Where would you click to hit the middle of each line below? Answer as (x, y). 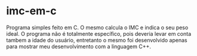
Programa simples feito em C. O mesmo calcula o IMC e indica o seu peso (97, 27)
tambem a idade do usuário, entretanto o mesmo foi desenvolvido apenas (97, 40)
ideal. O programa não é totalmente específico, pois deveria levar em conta (99, 33)
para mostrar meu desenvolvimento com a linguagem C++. (79, 46)
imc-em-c (31, 11)
